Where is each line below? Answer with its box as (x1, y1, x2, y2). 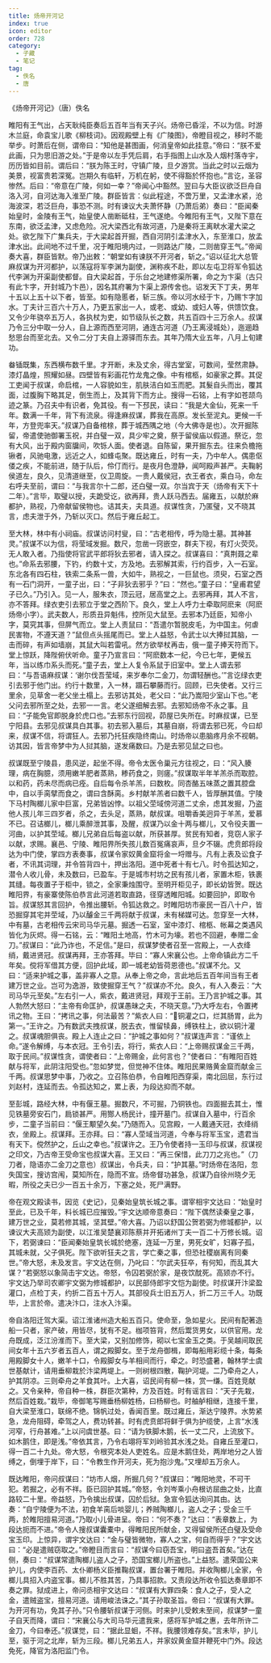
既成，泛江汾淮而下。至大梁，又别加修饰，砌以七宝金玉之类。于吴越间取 (15, 1335, 256, 1345)
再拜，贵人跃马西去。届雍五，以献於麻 (131, 491, 260, 501)
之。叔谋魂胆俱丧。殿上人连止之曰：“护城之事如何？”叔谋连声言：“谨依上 (8, 1030, 252, 1040)
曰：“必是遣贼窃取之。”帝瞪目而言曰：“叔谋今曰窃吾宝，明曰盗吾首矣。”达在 (8, 1544, 254, 1554)
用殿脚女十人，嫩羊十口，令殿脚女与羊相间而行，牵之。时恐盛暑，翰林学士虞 (8, 1356, 263, 1365)
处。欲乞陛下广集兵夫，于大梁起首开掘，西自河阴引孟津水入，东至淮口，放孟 (8, 231, 263, 241)
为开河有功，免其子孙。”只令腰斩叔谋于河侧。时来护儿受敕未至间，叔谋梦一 (8, 1605, 256, 1614)
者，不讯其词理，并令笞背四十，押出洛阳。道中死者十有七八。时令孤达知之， (8, 859, 263, 869)
